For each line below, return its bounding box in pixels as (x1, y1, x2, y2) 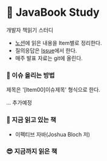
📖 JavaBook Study (6, 5, 100, 19)
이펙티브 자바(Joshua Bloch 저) (15, 131, 91, 138)
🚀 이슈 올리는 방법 (6, 71, 55, 80)
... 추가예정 (6, 99, 32, 106)
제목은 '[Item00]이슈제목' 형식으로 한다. (6, 86, 101, 94)
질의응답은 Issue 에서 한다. (15, 47, 77, 54)
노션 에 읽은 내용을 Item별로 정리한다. (15, 39, 102, 46)
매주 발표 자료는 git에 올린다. (15, 54, 83, 61)
